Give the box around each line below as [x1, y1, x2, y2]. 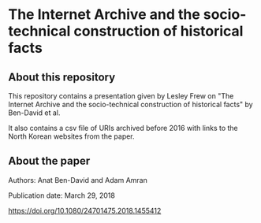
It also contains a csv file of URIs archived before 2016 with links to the [8, 124, 238, 132]
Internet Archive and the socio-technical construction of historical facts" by [8, 100, 254, 109]
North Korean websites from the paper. [8, 132, 136, 141]
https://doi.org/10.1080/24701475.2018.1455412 [8, 206, 162, 215]
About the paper [8, 154, 91, 168]
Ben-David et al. [8, 108, 61, 117]
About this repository [8, 70, 116, 84]
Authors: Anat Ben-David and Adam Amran [8, 175, 147, 184]
